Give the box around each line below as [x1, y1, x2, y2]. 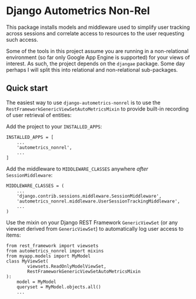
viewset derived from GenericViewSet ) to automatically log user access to [6, 225, 184, 232]
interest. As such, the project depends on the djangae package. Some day [6, 60, 185, 67]
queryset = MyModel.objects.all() [16, 284, 101, 290]
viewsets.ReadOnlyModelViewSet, [27, 263, 107, 269]
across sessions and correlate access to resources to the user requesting [6, 29, 184, 36]
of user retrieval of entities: [6, 111, 72, 118]
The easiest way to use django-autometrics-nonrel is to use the [6, 99, 161, 106]
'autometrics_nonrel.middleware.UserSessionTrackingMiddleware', [16, 198, 181, 204]
